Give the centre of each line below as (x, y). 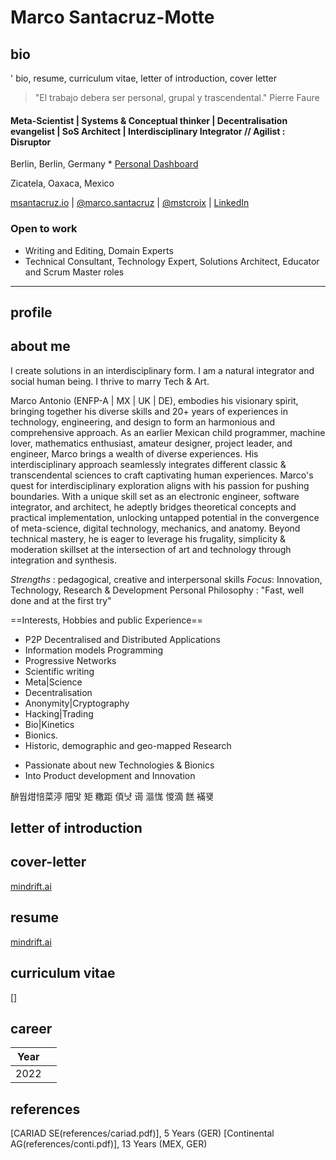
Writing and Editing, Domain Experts (99, 250)
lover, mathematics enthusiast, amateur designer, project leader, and (151, 443)
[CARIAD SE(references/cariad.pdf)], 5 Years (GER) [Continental (142, 1133)
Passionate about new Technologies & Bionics (119, 765)
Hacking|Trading (59, 713)
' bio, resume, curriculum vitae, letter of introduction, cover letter (144, 78)
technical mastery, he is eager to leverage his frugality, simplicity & (148, 538)
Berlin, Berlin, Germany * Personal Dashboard (104, 164)
